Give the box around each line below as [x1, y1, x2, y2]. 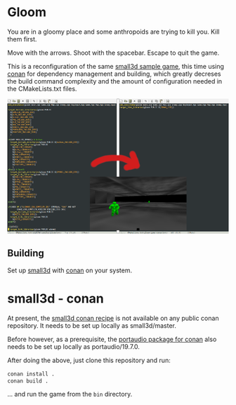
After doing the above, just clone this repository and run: [7, 356, 171, 364]
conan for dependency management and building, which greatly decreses [7, 69, 221, 78]
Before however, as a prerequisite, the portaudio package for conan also [7, 335, 217, 343]
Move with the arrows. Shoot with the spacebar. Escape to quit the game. [7, 48, 220, 57]
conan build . [7, 377, 49, 385]
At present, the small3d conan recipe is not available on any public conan [7, 314, 219, 322]
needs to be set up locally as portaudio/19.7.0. [7, 342, 140, 351]
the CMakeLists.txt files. [7, 84, 77, 93]
